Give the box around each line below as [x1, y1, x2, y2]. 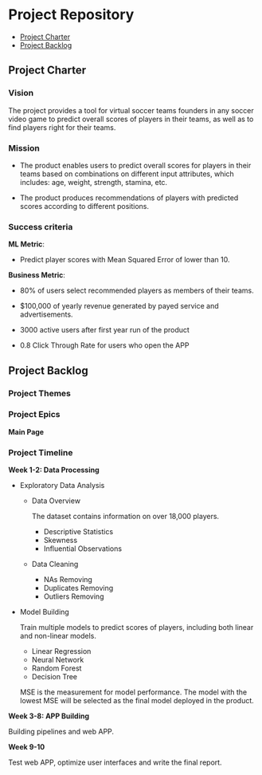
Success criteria [8, 221, 73, 232]
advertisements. [19, 309, 73, 320]
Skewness [43, 536, 78, 545]
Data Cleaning [31, 560, 79, 569]
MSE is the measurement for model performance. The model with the [19, 687, 248, 697]
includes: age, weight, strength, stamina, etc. [19, 177, 168, 187]
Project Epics [8, 409, 61, 420]
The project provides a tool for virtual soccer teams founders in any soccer [8, 105, 255, 115]
